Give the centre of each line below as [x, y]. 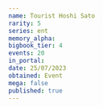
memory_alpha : [32, 38]
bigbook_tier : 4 [35, 46]
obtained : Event [35, 76]
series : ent [28, 31]
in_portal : [27, 61]
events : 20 [27, 53]
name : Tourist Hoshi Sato [51, 16]
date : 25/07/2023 [37, 68]
